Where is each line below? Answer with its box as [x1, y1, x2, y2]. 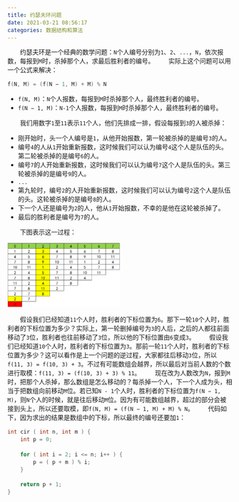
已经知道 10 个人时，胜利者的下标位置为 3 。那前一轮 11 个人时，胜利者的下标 [13, 342, 230, 351]
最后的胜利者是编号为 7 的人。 [17, 212, 103, 221]
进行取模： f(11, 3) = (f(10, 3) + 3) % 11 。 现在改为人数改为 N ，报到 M [7, 369, 230, 377]
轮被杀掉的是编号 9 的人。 [17, 170, 91, 178]
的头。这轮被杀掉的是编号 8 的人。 [17, 195, 116, 203]
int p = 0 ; [20, 436, 53, 444]
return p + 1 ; [20, 481, 62, 488]
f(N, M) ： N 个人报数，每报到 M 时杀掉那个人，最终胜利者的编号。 [17, 95, 203, 103]
